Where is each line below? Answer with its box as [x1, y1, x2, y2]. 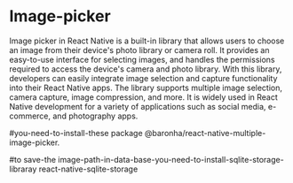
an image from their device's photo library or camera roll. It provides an [9, 44, 270, 55]
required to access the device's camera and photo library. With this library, [9, 64, 282, 74]
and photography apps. [52, 111, 139, 121]
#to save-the [9, 154, 56, 164]
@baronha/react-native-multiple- [144, 127, 266, 138]
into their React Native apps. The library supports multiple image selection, [9, 82, 282, 93]
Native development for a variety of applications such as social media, [9, 101, 266, 111]
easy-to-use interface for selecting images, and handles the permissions [9, 54, 275, 65]
